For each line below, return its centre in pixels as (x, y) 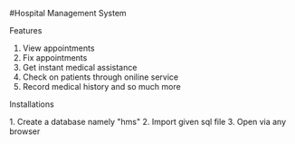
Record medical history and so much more (101, 86)
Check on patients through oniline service (100, 77)
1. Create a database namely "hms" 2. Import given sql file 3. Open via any (148, 122)
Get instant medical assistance (80, 67)
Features (26, 30)
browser (25, 131)
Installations (32, 104)
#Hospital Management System (68, 13)
